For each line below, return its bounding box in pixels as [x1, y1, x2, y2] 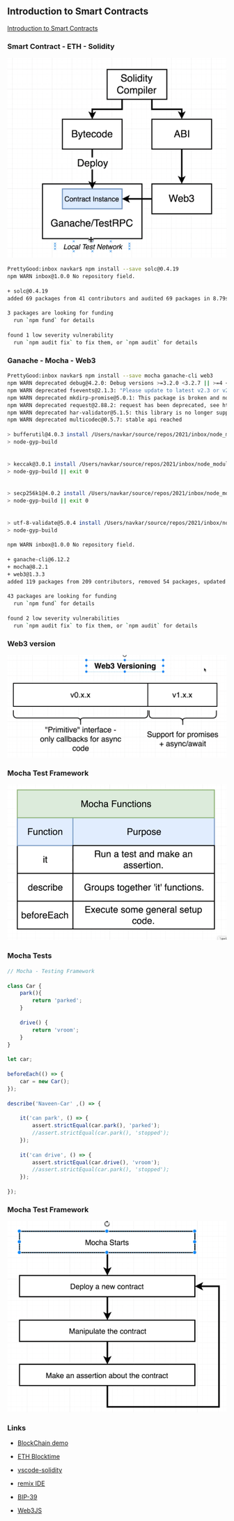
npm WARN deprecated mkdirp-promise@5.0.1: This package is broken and [7, 394, 219, 402]
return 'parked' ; [32, 997, 82, 1004]
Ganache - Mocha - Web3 [7, 356, 96, 365]
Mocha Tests [7, 951, 52, 961]
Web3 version [7, 639, 56, 648]
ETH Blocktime [17, 1453, 61, 1461]
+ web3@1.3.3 [7, 571, 45, 578]
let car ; [7, 1056, 33, 1063]
